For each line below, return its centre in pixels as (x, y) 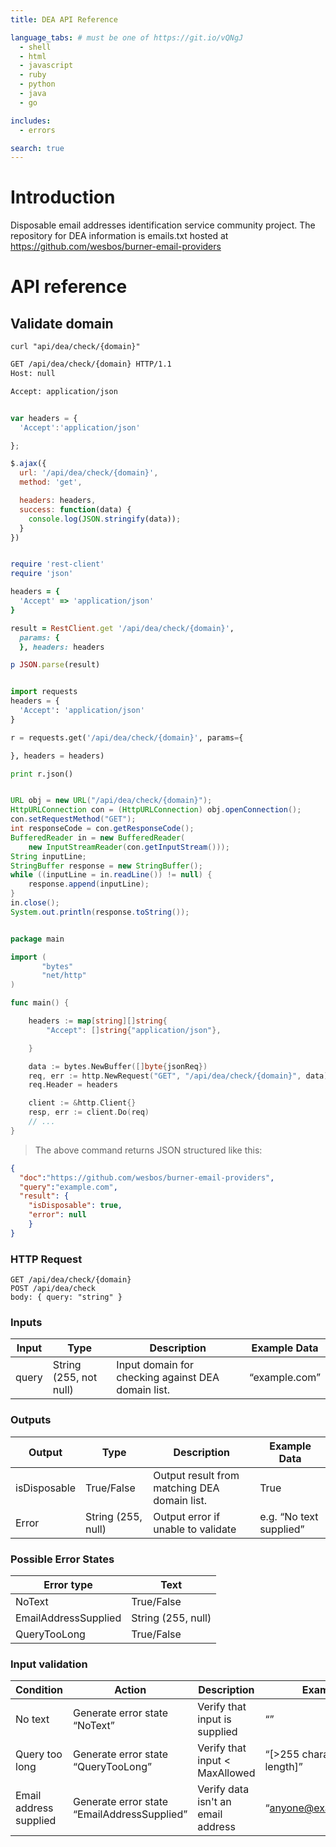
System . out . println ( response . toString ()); (100, 912)
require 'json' (42, 574)
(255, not (75, 1378)
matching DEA (186, 1488)
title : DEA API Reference (64, 19)
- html (33, 56)
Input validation (49, 1664)
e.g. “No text (289, 1516)
